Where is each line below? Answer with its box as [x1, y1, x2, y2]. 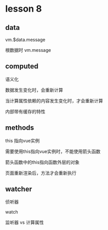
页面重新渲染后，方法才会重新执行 [5, 170, 77, 176]
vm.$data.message [5, 36, 46, 43]
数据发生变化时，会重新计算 [5, 87, 63, 93]
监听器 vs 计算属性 [5, 219, 44, 225]
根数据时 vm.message [5, 47, 51, 53]
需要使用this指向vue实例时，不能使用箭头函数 [5, 148, 100, 155]
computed [5, 62, 39, 71]
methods [5, 124, 34, 132]
